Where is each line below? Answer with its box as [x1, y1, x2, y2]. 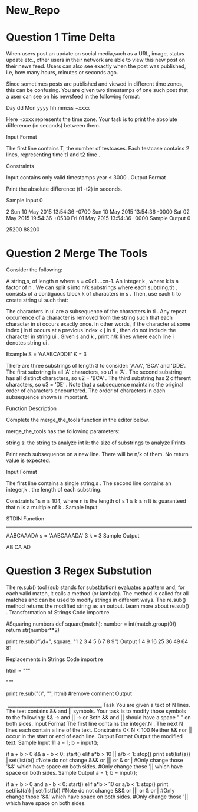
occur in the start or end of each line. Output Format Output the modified [6, 733, 183, 739]
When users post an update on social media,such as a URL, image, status [6, 50, 184, 57]
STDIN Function [6, 515, 45, 522]
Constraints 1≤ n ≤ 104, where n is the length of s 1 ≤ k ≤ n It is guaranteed [6, 497, 187, 505]
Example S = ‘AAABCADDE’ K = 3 [6, 351, 87, 358]
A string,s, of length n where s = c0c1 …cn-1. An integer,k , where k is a [6, 278, 179, 285]
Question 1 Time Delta [6, 31, 116, 44]
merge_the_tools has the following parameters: [6, 428, 120, 435]
